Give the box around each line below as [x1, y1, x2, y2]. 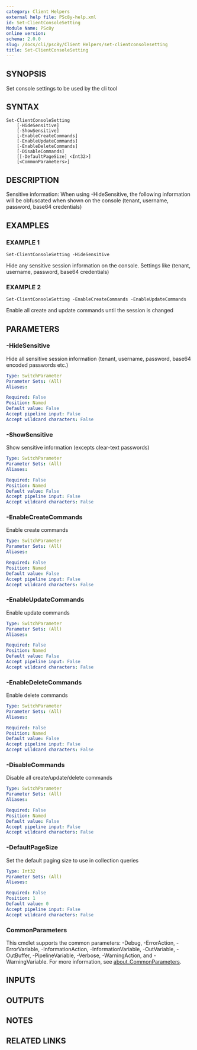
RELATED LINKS [6, 1036, 66, 1046]
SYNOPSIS [6, 69, 47, 79]
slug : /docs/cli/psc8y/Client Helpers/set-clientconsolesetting [6, 42, 168, 48]
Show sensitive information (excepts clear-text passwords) [6, 444, 150, 451]
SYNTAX [6, 102, 40, 112]
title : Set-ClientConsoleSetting [6, 47, 89, 53]
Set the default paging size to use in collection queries [6, 857, 139, 864]
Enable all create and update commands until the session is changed [6, 307, 173, 314]
